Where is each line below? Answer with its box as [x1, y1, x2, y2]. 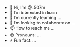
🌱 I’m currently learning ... [9, 15, 62, 20]
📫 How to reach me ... [9, 25, 55, 31]
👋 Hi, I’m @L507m [9, 5, 45, 10]
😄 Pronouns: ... [9, 32, 41, 38]
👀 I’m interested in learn [9, 10, 57, 15]
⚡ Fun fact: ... [9, 37, 36, 43]
